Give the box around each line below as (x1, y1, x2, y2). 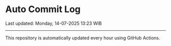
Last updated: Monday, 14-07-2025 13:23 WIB (5, 20, 102, 26)
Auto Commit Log (5, 4, 81, 15)
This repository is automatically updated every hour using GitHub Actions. (5, 34, 160, 41)
